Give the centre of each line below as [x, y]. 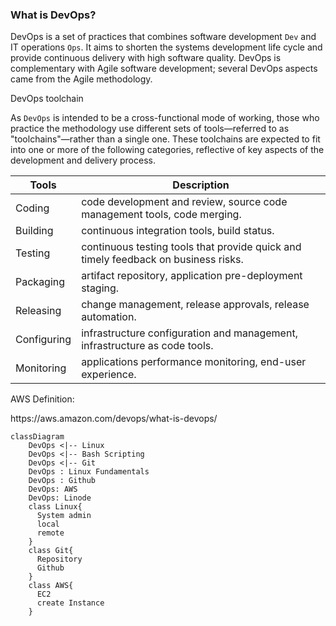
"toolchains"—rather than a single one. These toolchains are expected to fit [165, 139]
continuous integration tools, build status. [178, 231]
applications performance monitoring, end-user [194, 362]
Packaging [40, 282]
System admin [64, 516]
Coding [32, 208]
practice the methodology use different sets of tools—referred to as [150, 129]
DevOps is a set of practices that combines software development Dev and [163, 37]
